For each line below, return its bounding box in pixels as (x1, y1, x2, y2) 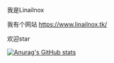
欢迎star (7, 35, 31, 43)
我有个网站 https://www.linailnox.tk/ (7, 20, 107, 28)
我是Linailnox (7, 6, 44, 14)
